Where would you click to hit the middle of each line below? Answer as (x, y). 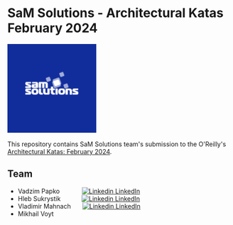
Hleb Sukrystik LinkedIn (79, 198)
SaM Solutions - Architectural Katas (115, 13)
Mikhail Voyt (36, 214)
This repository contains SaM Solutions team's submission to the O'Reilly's (117, 144)
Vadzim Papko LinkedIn (79, 191)
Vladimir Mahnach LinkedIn (79, 206)
